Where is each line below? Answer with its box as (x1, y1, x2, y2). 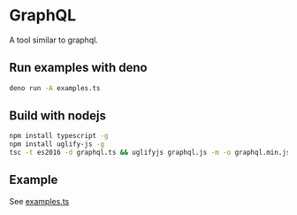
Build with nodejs (9, 108, 107, 124)
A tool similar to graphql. (9, 35, 99, 45)
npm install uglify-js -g (9, 140, 104, 149)
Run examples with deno (9, 60, 148, 75)
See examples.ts (9, 196, 70, 206)
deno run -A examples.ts (9, 83, 101, 93)
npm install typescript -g (9, 132, 109, 141)
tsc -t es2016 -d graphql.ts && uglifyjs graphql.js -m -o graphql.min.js (9, 148, 291, 157)
